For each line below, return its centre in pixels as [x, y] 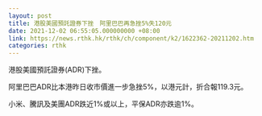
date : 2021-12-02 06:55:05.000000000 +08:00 [84, 31]
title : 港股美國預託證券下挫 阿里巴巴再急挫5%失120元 [90, 23]
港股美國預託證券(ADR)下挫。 [57, 70]
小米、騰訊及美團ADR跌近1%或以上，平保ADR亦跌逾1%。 [104, 104]
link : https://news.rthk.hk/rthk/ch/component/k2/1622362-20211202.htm [131, 38]
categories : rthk [37, 46]
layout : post [30, 16]
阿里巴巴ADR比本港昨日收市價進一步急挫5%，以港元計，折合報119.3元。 [128, 87]
